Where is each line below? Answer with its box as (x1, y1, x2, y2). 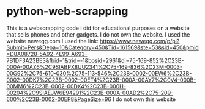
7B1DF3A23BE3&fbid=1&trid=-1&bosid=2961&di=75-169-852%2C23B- (6, 57, 185, 64)
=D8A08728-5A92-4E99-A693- (6, 50, 88, 57)
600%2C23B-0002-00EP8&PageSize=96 (6, 96, 112, 103)
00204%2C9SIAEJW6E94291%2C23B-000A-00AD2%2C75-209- (6, 89, 174, 96)
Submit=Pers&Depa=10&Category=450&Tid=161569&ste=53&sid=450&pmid (6, 44, 199, 51)
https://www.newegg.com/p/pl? (100, 37, 180, 44)
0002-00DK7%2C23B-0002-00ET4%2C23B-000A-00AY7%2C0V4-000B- (6, 76, 196, 83)
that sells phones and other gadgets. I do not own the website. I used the (6, 30, 190, 38)
